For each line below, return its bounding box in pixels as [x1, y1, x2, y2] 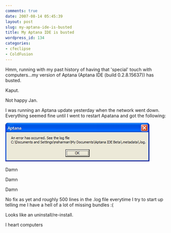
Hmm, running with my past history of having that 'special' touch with [5, 66, 152, 72]
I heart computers [5, 221, 43, 228]
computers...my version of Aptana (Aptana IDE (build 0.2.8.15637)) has [5, 72, 154, 78]
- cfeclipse [5, 46, 31, 51]
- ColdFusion [5, 51, 33, 56]
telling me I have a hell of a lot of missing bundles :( [5, 202, 114, 208]
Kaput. [5, 87, 19, 93]
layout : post [5, 19, 33, 24]
